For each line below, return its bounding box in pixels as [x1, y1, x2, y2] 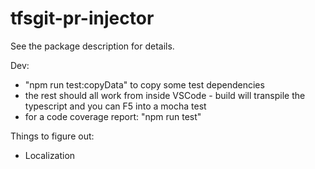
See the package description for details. [10, 40, 175, 52]
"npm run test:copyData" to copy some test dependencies [24, 78, 265, 91]
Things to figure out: [10, 130, 95, 142]
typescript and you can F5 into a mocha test [24, 100, 207, 112]
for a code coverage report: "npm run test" [24, 110, 202, 122]
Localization [24, 149, 76, 161]
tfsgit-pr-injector [10, 7, 155, 30]
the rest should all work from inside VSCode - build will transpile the [24, 89, 306, 101]
